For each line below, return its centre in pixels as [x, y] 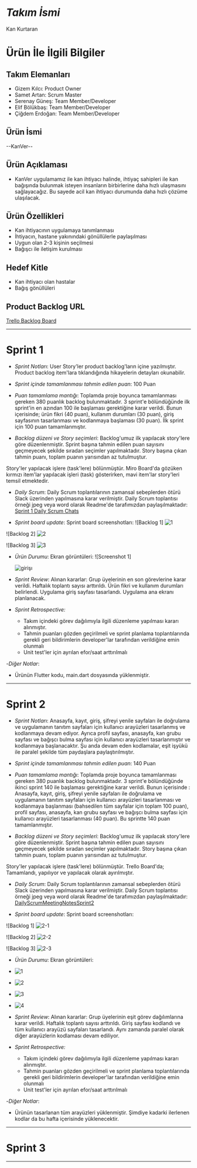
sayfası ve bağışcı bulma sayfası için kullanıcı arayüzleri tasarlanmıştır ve [102, 739]
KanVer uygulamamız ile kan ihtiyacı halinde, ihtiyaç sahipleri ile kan [96, 179]
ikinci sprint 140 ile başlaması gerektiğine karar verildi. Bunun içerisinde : [102, 787]
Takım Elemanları [38, 74]
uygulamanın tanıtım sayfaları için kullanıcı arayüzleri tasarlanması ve [98, 799]
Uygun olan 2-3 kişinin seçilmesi [54, 243]
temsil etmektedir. [28, 480]
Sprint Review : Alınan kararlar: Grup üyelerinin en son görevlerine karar [100, 579]
